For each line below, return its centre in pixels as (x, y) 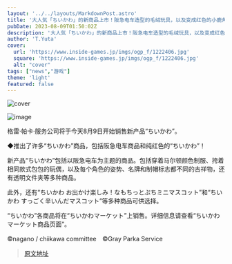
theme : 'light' (29, 78)
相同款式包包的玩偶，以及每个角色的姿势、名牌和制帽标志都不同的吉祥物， (113, 169)
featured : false (30, 84)
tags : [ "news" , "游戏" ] (39, 71)
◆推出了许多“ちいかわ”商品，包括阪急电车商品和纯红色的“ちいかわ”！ (106, 146)
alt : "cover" (32, 65)
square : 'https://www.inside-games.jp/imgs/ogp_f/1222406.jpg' (106, 59)
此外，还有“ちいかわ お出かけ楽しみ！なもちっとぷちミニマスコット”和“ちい (115, 192)
